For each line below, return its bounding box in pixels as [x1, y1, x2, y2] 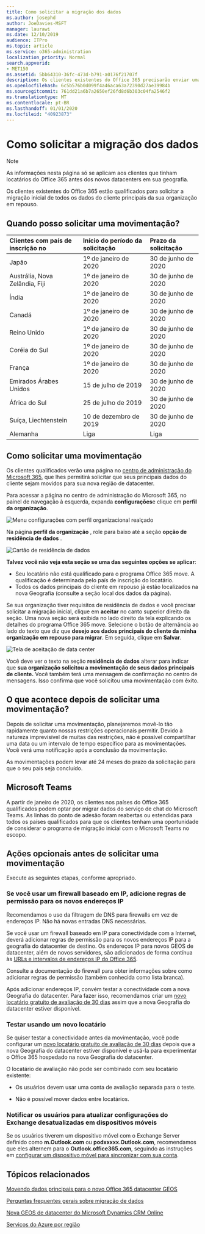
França [9, 364, 29, 372]
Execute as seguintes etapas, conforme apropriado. [6, 874, 137, 882]
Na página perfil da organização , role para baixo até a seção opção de [6, 528, 187, 535]
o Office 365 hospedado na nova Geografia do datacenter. [6, 1053, 154, 1061]
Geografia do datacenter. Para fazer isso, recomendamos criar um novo [6, 992, 187, 999]
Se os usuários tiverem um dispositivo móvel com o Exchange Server [6, 1132, 180, 1139]
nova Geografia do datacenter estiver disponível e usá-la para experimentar [6, 1047, 197, 1054]
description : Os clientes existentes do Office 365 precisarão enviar [6, 77, 190, 83]
